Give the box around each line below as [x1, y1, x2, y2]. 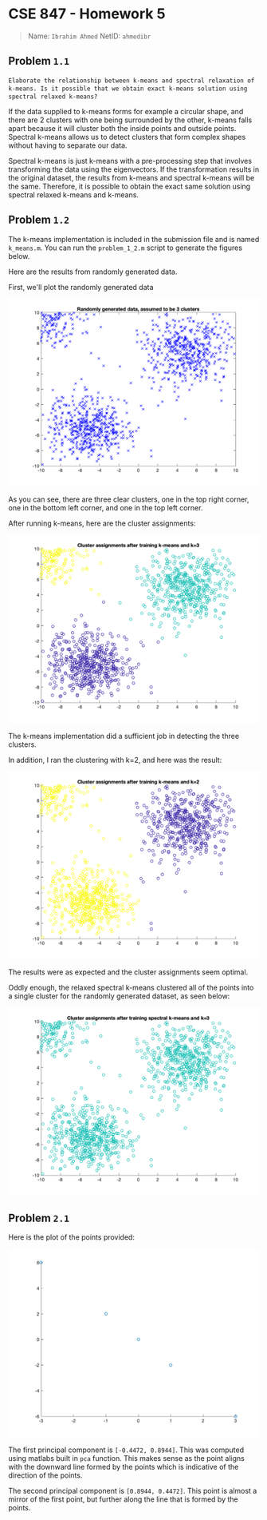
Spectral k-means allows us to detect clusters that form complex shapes [8, 132, 246, 141]
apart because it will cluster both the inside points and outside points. [8, 123, 237, 133]
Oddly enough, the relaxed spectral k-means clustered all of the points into [8, 983, 254, 993]
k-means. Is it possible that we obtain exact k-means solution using [8, 85, 248, 93]
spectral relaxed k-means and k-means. [8, 189, 139, 200]
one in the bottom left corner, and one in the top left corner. [8, 503, 203, 513]
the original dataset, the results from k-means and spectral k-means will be [8, 173, 255, 182]
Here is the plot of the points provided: [8, 1232, 135, 1242]
